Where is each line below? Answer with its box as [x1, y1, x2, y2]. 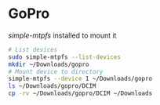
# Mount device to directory [8, 67, 104, 75]
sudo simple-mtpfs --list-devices [8, 52, 122, 61]
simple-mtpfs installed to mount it [8, 31, 117, 40]
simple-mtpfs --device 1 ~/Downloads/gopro [8, 75, 153, 83]
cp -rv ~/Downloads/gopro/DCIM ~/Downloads [8, 89, 153, 98]
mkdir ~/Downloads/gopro [8, 60, 89, 68]
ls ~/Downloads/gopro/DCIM [8, 82, 96, 90]
